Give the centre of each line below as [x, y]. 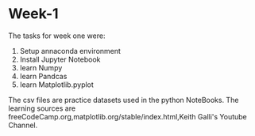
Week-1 [33, 14]
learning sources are [42, 108]
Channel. [23, 125]
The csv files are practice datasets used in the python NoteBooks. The [124, 100]
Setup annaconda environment [70, 51]
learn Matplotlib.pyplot [56, 85]
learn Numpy [41, 67]
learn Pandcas [43, 76]
